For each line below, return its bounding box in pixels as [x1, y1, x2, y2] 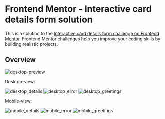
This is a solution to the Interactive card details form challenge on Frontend [5, 30, 160, 36]
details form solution [5, 14, 93, 25]
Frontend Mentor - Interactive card [5, 3, 152, 15]
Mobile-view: [5, 98, 32, 104]
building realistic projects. [5, 41, 58, 47]
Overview [5, 56, 36, 64]
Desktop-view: [5, 78, 35, 84]
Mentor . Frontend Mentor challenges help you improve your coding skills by [5, 36, 161, 42]
